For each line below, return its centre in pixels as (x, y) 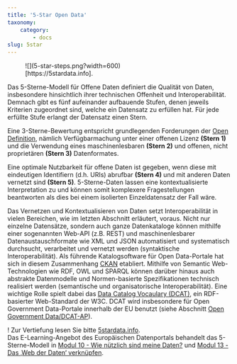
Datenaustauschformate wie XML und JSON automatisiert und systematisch (118, 241)
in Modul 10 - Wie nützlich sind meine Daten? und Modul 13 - (139, 345)
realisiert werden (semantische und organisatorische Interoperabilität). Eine (117, 286)
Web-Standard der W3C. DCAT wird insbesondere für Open (122, 302)
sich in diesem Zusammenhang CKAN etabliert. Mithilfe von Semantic (109, 264)
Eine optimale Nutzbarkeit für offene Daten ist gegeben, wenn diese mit (112, 167)
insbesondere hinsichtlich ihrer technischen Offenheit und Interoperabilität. (117, 95)
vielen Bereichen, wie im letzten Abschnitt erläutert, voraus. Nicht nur (109, 219)
